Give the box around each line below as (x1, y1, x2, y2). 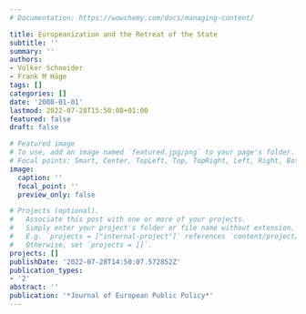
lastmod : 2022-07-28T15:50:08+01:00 (9, 106, 148, 115)
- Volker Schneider (9, 64, 84, 73)
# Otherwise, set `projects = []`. (9, 240, 153, 249)
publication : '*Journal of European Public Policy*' (9, 291, 214, 300)
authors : (9, 56, 43, 65)
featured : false (9, 115, 71, 124)
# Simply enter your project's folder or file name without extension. (9, 224, 296, 233)
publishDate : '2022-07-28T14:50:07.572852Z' (9, 257, 181, 267)
